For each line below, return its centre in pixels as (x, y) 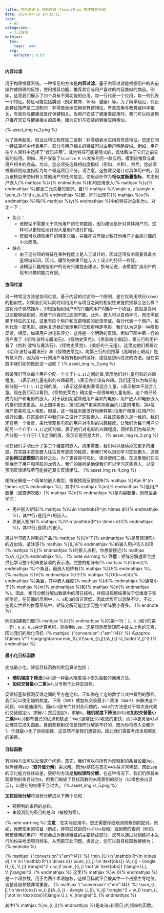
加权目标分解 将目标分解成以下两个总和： (46, 796)
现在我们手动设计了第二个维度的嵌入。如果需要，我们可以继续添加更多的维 (80, 445)
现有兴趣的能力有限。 (41, 273)
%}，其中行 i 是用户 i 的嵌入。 (41, 515)
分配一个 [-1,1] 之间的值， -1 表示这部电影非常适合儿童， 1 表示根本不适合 (81, 386)
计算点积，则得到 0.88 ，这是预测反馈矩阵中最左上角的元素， (99, 627)
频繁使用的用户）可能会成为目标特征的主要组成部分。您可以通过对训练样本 (80, 835)
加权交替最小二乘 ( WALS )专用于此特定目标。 (54, 684)
